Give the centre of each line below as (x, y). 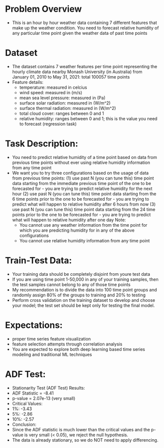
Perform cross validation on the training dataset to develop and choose (83, 300)
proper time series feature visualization (51, 339)
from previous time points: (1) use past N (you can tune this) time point (83, 178)
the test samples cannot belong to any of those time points (71, 284)
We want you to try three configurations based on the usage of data (80, 173)
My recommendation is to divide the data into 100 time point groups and (84, 290)
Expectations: (34, 325)
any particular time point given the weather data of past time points (80, 33)
